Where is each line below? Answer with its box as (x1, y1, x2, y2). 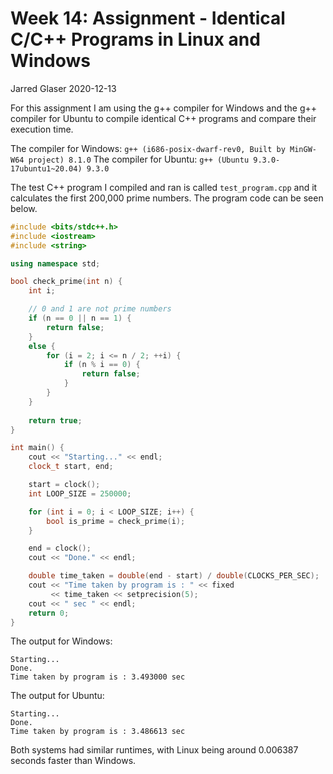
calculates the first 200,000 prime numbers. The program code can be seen (10, 192, 324, 204)
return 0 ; (28, 608, 70, 618)
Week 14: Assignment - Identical (10, 7, 286, 30)
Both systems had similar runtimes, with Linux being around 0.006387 (10, 744, 299, 756)
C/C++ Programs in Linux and (10, 28, 261, 51)
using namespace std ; (10, 258, 101, 269)
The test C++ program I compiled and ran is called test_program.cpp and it (10, 181, 318, 193)
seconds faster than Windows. (10, 755, 137, 767)
